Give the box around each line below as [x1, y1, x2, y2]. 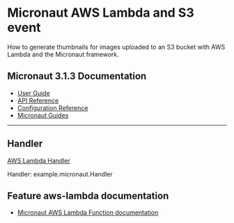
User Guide [17, 89, 50, 97]
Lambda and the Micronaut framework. [7, 50, 120, 59]
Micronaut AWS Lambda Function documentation [17, 208, 159, 217]
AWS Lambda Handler [7, 156, 71, 164]
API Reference [17, 96, 59, 105]
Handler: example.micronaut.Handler [7, 169, 113, 178]
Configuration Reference [17, 103, 88, 112]
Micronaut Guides [17, 111, 69, 119]
